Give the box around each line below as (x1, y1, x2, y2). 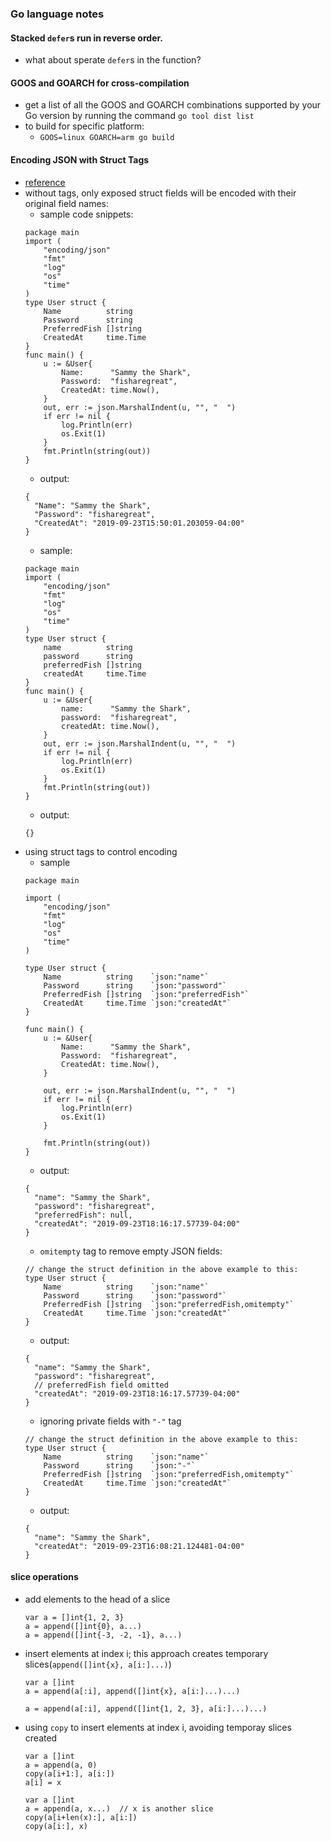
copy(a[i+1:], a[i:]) (24, 1768, 115, 1779)
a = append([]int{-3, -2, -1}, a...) (24, 1630, 183, 1640)
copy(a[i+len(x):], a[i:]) (24, 1812, 138, 1822)
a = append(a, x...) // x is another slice (24, 1803, 214, 1814)
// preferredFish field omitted (34, 1380, 169, 1390)
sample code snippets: (39, 208, 134, 220)
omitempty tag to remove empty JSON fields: (39, 1245, 223, 1257)
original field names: (24, 197, 110, 209)
